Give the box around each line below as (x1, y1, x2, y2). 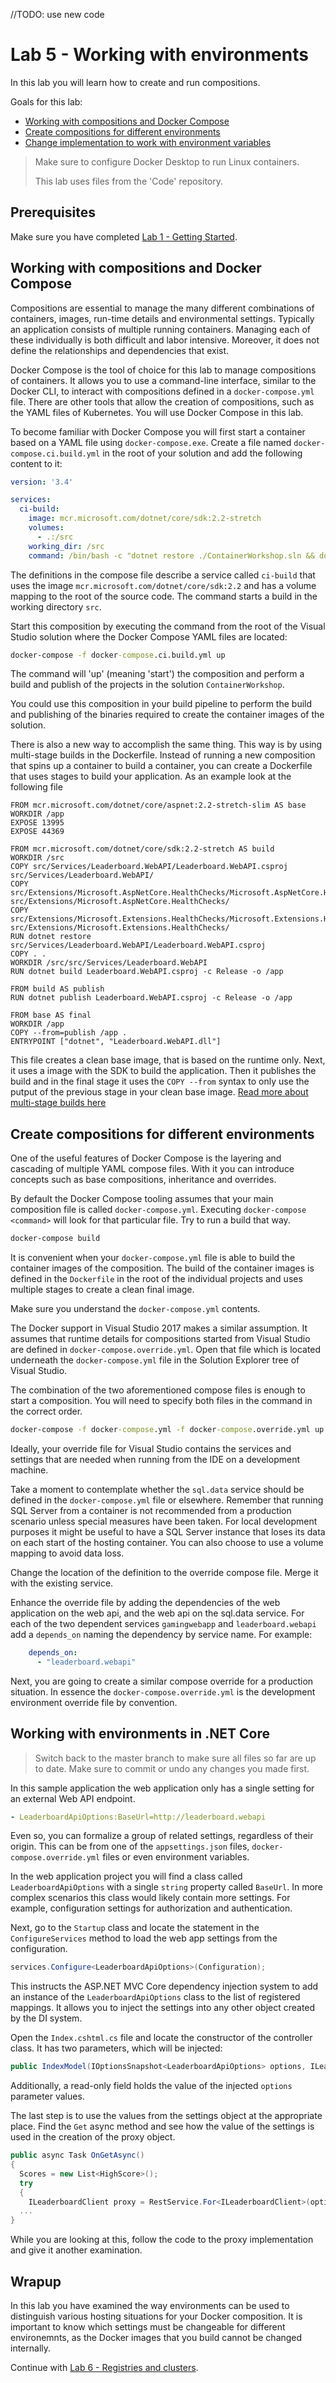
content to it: (10, 457, 63, 469)
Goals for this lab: (10, 95, 83, 108)
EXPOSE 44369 (10, 827, 65, 837)
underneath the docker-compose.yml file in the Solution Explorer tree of (10, 1354, 300, 1366)
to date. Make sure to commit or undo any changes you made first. (34, 1762, 310, 1774)
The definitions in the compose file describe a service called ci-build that (10, 569, 316, 581)
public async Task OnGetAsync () (10, 2150, 145, 2161)
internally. (10, 2342, 52, 2354)
